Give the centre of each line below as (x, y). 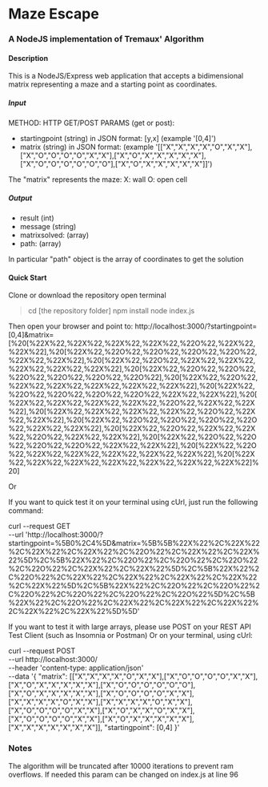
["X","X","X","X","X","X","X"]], (55, 728)
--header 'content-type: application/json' (76, 668)
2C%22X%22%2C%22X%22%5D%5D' (74, 611)
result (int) (37, 218)
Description (28, 58)
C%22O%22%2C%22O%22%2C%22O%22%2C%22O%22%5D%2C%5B (132, 595)
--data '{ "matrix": (38, 676)
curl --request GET (39, 527)
